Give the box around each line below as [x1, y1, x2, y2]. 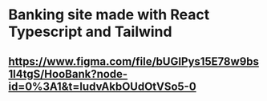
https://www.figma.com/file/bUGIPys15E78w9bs [8, 55, 259, 68]
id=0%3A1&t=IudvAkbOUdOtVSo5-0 [8, 79, 196, 93]
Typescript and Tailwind [8, 22, 172, 41]
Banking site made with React [8, 6, 210, 24]
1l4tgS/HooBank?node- [8, 67, 128, 81]
